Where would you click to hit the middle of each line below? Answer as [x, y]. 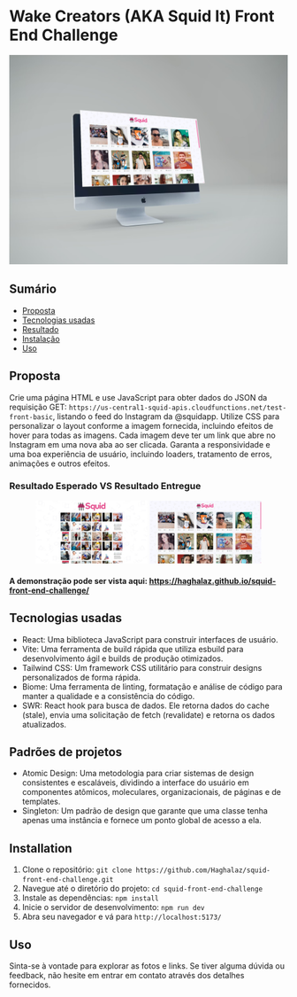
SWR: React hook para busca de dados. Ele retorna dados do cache [145, 705]
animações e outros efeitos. [60, 463]
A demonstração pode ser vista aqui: [78, 580]
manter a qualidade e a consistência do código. [108, 696]
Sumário [33, 289]
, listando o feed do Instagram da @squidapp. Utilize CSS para [166, 416]
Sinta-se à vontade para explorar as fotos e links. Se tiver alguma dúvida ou [147, 966]
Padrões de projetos [66, 752]
